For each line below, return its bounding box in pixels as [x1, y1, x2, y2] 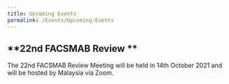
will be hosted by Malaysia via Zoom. [7, 69, 114, 77]
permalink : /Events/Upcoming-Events [7, 17, 114, 24]
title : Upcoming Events [7, 10, 77, 17]
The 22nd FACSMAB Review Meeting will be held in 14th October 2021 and [7, 61, 223, 70]
